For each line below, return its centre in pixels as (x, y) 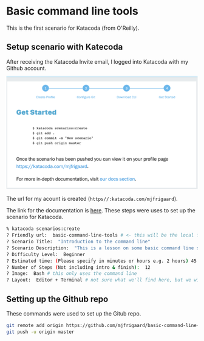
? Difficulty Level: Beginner (46, 254)
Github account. (26, 68)
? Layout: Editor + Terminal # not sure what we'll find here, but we (99, 280)
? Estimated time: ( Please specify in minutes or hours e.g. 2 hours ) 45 (102, 261)
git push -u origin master (40, 332)
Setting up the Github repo (57, 299)
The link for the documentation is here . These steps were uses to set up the (101, 211)
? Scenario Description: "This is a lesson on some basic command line (100, 248)
